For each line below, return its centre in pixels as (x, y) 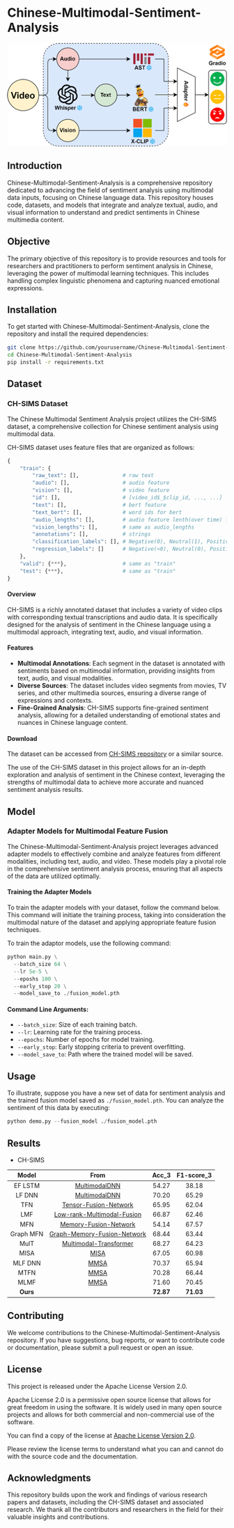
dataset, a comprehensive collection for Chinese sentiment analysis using (113, 426)
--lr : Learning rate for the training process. (80, 1032)
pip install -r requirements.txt (56, 362)
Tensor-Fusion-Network (98, 1205)
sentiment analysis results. (45, 790)
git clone (22, 348)
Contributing (36, 1316)
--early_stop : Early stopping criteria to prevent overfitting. (101, 1047)
